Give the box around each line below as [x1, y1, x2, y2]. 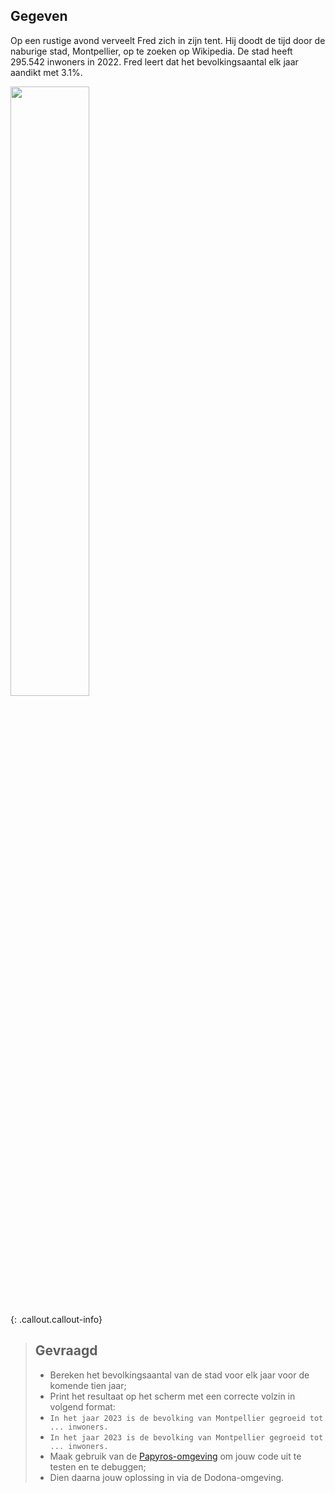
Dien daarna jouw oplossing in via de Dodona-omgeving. [49, 1471, 285, 1483]
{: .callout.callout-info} [10, 1313, 103, 1325]
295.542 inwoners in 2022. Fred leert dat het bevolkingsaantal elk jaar [10, 55, 299, 68]
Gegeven [10, 8, 68, 25]
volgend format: [49, 1400, 116, 1413]
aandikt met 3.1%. [10, 66, 83, 78]
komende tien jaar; [49, 1379, 127, 1391]
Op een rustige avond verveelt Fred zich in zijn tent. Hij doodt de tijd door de [10, 34, 326, 46]
